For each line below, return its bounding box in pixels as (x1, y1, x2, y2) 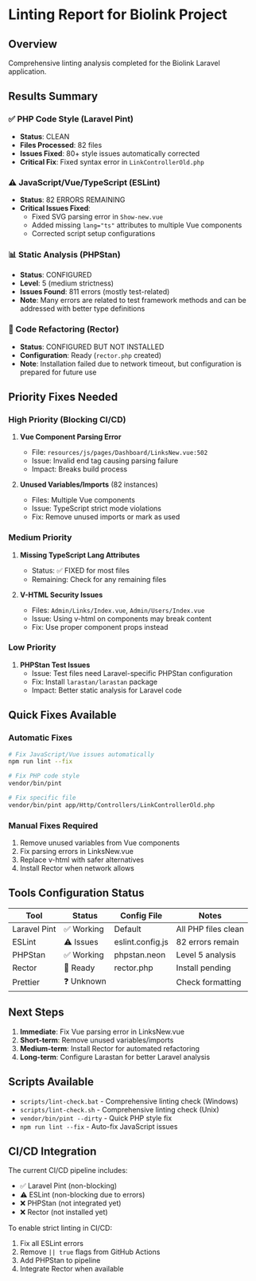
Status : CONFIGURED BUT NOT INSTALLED (19, 342, 165, 351)
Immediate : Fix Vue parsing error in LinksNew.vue (19, 1027, 185, 1036)
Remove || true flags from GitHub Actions (19, 1247, 161, 1257)
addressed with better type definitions (19, 304, 145, 313)
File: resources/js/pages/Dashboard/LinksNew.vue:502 (31, 448, 208, 457)
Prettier (12, 976, 40, 988)
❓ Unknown (63, 976, 107, 987)
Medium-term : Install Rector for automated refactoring (19, 1043, 200, 1053)
